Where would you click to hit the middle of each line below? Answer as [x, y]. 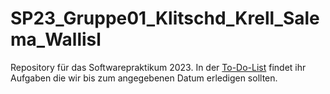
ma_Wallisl [56, 39]
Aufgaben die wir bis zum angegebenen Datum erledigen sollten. [144, 78]
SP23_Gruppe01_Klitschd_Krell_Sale [165, 18]
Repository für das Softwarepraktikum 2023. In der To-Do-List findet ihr [158, 67]
